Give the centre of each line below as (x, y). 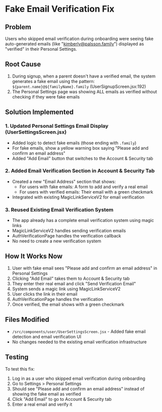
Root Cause (23, 64)
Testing (17, 357)
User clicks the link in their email (45, 294)
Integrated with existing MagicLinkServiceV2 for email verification (78, 197)
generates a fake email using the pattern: (53, 81)
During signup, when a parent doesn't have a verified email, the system (84, 76)
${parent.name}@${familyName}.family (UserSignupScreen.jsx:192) (79, 86)
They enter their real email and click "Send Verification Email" (74, 283)
